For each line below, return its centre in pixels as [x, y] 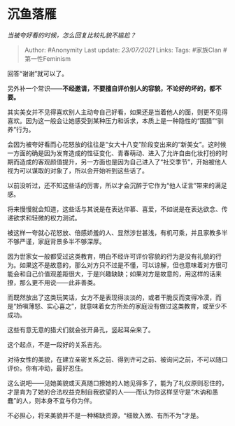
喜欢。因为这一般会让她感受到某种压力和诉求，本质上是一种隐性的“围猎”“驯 [115, 120]
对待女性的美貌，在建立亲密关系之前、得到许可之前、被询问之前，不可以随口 [117, 359]
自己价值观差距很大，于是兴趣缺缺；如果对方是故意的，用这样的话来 [123, 274]
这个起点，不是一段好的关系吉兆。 [56, 344]
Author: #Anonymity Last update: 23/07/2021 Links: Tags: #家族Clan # [126, 50]
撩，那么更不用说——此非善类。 [53, 282]
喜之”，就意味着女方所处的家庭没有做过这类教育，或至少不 [143, 306]
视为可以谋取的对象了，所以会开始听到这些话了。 [78, 170]
